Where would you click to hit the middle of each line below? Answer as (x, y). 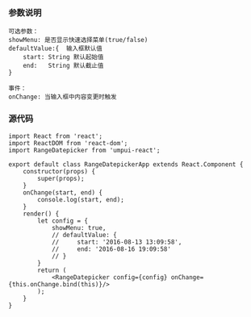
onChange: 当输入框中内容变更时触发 (63, 97)
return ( (52, 270)
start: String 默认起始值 (63, 57)
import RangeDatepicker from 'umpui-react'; (84, 150)
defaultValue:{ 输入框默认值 (55, 49)
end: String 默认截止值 (63, 66)
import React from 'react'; (56, 136)
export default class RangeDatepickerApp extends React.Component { (126, 164)
